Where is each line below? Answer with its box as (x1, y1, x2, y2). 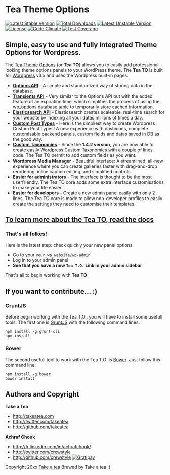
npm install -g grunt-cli (5, 329, 60, 334)
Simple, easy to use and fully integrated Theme (5, 41, 157, 49)
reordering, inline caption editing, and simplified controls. (12, 168, 132, 174)
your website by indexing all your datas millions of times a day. (12, 114, 143, 121)
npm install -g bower (5, 372, 51, 377)
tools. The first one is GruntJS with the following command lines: (5, 319, 140, 325)
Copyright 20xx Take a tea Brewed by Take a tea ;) (5, 464, 111, 470)
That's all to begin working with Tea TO (5, 272, 88, 279)
